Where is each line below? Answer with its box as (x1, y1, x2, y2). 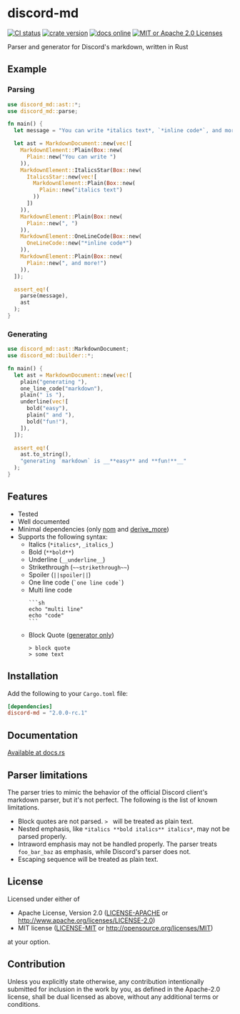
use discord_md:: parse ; (7, 107, 79, 115)
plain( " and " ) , (26, 412, 75, 419)
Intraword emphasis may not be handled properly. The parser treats (17, 840, 218, 848)
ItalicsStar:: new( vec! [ (26, 173, 98, 180)
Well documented (17, 517, 70, 526)
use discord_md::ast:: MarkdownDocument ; (7, 345, 130, 353)
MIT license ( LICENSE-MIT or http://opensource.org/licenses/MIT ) (17, 923, 214, 932)
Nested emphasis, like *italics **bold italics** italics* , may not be (17, 824, 230, 833)
